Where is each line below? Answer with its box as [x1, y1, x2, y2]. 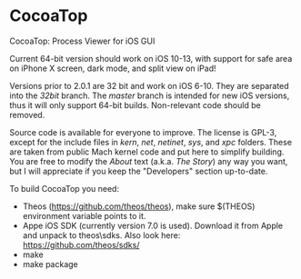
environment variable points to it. [22, 210, 146, 221]
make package [22, 258, 79, 269]
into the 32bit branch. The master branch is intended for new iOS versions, [9, 90, 290, 101]
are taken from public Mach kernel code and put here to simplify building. [9, 146, 285, 157]
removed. [9, 109, 45, 120]
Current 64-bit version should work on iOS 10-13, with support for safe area [9, 53, 293, 64]
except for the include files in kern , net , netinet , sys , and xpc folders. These [9, 136, 293, 147]
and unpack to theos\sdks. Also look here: [22, 229, 181, 241]
